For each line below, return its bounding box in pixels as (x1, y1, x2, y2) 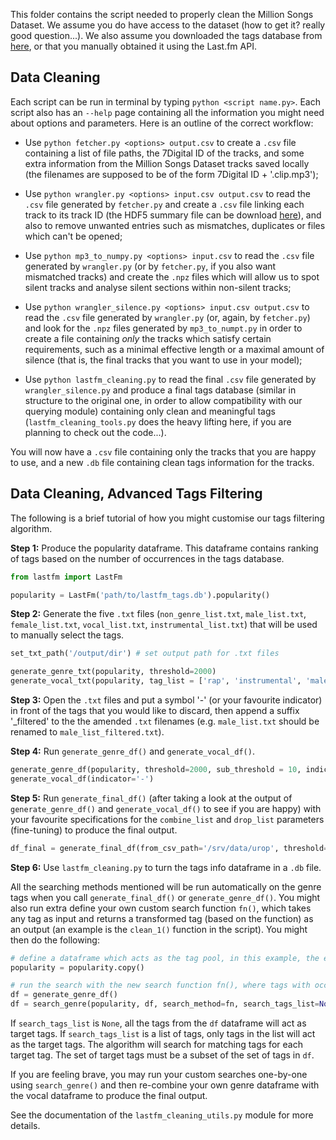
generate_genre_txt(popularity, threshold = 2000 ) (10, 667, 217, 677)
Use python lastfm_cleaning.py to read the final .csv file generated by (24, 373, 317, 385)
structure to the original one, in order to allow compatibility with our (24, 394, 303, 406)
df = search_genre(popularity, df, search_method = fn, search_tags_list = (10, 999, 320, 1009)
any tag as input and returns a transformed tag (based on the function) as (10, 912, 314, 924)
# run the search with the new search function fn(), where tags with (10, 980, 311, 991)
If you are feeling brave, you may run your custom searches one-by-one (10, 1069, 308, 1080)
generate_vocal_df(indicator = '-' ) (10, 774, 155, 784)
